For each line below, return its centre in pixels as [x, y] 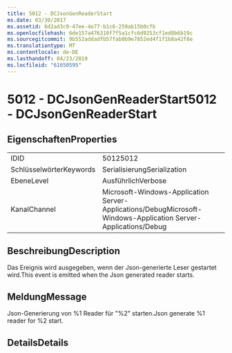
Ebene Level [30, 181]
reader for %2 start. [35, 321]
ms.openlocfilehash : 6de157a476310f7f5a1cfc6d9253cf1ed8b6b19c [100, 33]
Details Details [38, 342]
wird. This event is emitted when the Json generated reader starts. [101, 275]
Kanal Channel [33, 209]
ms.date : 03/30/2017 [37, 20]
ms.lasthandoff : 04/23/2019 [48, 59]
